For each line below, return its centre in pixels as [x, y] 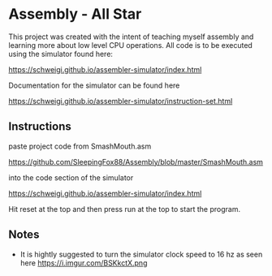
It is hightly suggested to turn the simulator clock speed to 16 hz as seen [141, 254]
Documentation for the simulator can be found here [94, 85]
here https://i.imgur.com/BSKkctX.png [84, 263]
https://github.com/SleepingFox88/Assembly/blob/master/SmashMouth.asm [136, 162]
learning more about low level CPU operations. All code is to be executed [131, 45]
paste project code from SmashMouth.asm [80, 146]
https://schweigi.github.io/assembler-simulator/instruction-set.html [121, 101]
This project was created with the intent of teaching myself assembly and [131, 37]
